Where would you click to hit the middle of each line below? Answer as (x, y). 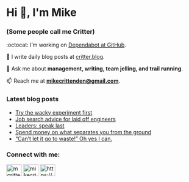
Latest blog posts (33, 99)
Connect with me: (33, 154)
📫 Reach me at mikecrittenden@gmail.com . (63, 81)
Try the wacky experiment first (54, 112)
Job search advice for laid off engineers (65, 119)
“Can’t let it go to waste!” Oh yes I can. (64, 138)
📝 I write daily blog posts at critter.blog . (55, 57)
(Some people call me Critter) (51, 32)
